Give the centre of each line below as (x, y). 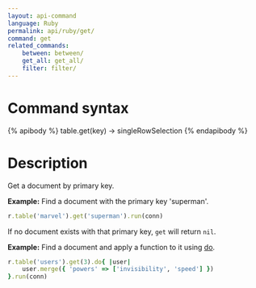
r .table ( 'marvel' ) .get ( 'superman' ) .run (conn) (85, 216)
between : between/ (53, 53)
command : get (29, 38)
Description (48, 163)
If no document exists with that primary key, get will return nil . (112, 232)
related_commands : (38, 46)
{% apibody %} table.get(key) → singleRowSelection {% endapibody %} (128, 131)
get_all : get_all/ (53, 61)
